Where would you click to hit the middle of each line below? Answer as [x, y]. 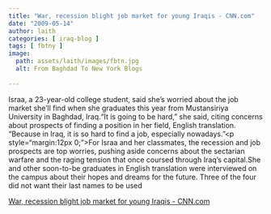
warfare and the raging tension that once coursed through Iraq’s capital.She [135, 160]
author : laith [32, 31]
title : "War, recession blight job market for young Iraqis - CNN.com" [131, 16]
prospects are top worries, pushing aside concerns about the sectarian [127, 151]
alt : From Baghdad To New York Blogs [79, 69]
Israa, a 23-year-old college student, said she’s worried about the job [123, 99]
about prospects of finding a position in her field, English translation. [122, 125]
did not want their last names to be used [76, 185]
